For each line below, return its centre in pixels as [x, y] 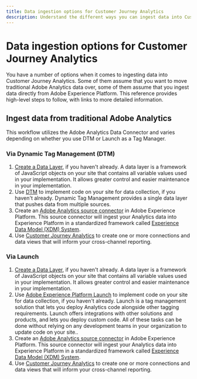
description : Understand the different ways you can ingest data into [94, 17]
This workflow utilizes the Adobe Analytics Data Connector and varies [91, 132]
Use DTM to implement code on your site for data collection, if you [95, 192]
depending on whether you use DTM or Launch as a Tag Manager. [86, 139]
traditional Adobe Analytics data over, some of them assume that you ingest [98, 87]
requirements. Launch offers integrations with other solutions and [94, 313]
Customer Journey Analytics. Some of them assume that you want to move [97, 81]
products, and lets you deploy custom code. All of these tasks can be [98, 319]
